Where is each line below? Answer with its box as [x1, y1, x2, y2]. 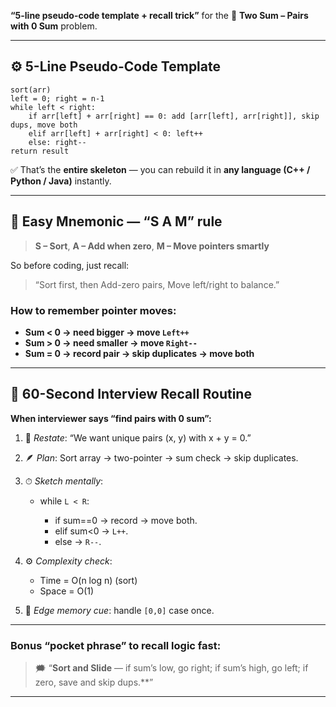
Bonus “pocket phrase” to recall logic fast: [10, 638, 222, 652]
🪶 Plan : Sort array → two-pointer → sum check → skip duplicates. [24, 451, 299, 464]
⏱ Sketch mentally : [24, 475, 104, 487]
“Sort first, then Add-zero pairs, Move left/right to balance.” [34, 278, 280, 290]
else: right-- [28, 137, 87, 147]
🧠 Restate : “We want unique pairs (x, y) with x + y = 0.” [24, 431, 252, 444]
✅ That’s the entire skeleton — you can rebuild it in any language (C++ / [10, 163, 311, 175]
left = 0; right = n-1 [10, 93, 105, 104]
